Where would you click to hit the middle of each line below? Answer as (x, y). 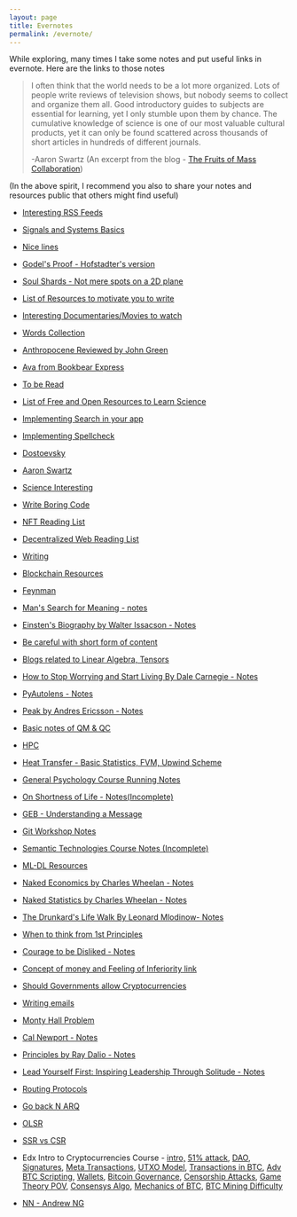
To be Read (43, 385)
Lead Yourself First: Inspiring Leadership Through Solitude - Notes (144, 1072)
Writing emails (48, 1003)
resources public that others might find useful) (94, 195)
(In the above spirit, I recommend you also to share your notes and (131, 186)
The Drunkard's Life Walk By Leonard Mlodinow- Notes (123, 917)
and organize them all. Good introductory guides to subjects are (147, 105)
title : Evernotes (41, 26)
